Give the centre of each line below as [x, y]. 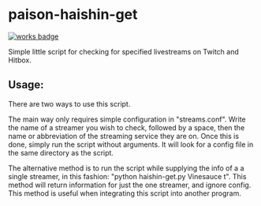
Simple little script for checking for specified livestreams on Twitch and [123, 51]
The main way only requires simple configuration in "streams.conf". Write [127, 119]
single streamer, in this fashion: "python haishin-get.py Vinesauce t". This [127, 176]
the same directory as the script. [61, 152]
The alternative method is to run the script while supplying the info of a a [126, 168]
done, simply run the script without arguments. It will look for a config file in [131, 144]
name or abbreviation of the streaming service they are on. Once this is [123, 136]
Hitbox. [20, 60]
